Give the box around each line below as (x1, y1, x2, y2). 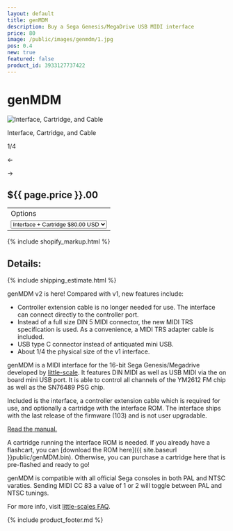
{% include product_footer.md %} (7, 516, 104, 524)
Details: (7, 257, 42, 269)
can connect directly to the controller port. (17, 310, 139, 319)
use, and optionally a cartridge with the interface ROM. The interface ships (7, 404, 221, 413)
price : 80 (7, 29, 36, 37)
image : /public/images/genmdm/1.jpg (7, 36, 113, 43)
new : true (7, 49, 36, 56)
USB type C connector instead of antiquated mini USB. (17, 340, 174, 349)
